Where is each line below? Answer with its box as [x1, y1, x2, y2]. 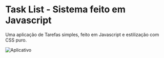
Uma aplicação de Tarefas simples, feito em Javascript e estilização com [5, 31, 159, 37]
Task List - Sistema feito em [5, 4, 126, 15]
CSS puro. [5, 37, 27, 43]
